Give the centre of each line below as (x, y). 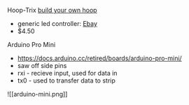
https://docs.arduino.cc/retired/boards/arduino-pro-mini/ (99, 58)
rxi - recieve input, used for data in (67, 73)
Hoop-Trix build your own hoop (52, 10)
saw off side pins (42, 65)
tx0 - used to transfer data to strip (66, 80)
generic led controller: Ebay (57, 23)
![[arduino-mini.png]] (37, 94)
